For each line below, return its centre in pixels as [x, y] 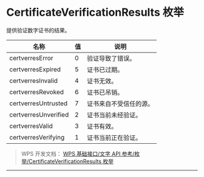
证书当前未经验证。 [114, 115]
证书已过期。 [105, 69]
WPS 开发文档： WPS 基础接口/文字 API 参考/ [78, 153]
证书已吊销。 [105, 92]
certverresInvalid [34, 80]
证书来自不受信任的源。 [121, 103]
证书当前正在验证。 [114, 138]
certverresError [31, 58]
